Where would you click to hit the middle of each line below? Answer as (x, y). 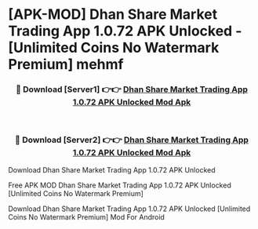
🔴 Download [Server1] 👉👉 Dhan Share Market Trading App (132, 89)
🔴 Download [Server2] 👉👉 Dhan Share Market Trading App (132, 140)
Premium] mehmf (66, 65)
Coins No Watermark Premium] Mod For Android (86, 216)
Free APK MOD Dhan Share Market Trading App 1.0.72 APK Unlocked (120, 185)
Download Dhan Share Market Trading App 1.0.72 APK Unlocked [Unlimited (129, 209)
